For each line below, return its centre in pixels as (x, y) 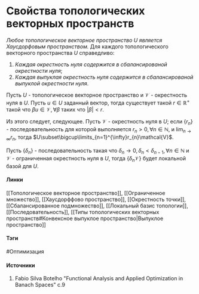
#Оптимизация (25, 251)
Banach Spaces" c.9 (40, 285)
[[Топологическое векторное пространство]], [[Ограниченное (86, 193)
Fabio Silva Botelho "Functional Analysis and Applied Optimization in (99, 278)
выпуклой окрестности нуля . (52, 83)
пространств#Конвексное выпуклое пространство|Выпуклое (85, 218)
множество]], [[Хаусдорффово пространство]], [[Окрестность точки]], (96, 199)
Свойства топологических (76, 11)
